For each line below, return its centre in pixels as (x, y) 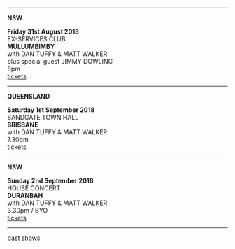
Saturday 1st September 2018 (51, 110)
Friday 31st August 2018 (43, 31)
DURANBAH (25, 195)
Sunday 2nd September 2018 (50, 180)
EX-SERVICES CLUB (36, 39)
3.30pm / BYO (28, 210)
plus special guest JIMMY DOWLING (60, 61)
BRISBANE (23, 124)
